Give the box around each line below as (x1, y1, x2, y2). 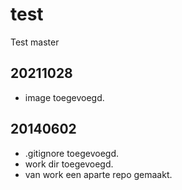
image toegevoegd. (24, 91, 105, 103)
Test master (10, 36, 60, 48)
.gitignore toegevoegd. (24, 147, 119, 159)
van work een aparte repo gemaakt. (24, 168, 173, 180)
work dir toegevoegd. (24, 158, 114, 170)
